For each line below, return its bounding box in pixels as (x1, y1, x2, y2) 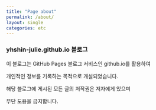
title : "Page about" (6, 8, 57, 15)
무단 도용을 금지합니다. (6, 98, 58, 105)
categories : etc (6, 25, 46, 31)
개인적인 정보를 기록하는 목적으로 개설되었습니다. (6, 72, 119, 79)
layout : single (6, 19, 44, 25)
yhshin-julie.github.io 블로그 (6, 45, 88, 54)
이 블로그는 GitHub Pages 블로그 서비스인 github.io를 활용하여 (6, 60, 151, 67)
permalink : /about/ (6, 14, 54, 20)
